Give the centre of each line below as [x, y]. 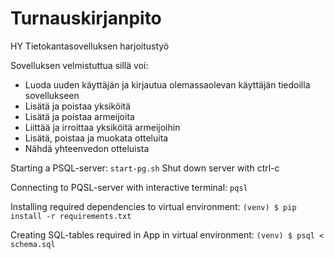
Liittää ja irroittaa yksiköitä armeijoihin [102, 127]
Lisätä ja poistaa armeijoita [79, 116]
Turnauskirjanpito [86, 18]
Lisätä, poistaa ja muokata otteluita [96, 138]
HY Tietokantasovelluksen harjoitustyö [90, 46]
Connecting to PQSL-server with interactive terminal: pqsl [129, 187]
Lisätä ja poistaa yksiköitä [78, 106]
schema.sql [33, 244]
